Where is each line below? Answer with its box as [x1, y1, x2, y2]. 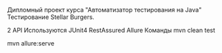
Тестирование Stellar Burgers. [7, 13, 94, 21]
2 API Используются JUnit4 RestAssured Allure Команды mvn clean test [7, 26, 216, 34]
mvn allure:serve [7, 39, 55, 47]
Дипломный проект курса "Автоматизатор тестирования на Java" [7, 6, 202, 14]
